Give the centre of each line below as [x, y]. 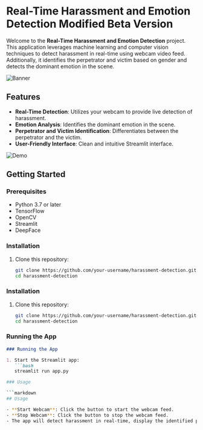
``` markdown [21, 393]
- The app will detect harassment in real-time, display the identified [100, 421]
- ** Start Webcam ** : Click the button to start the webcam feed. [90, 409]
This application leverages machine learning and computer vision [87, 47]
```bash [24, 366]
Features [23, 97]
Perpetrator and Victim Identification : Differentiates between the [97, 130]
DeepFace [28, 230]
